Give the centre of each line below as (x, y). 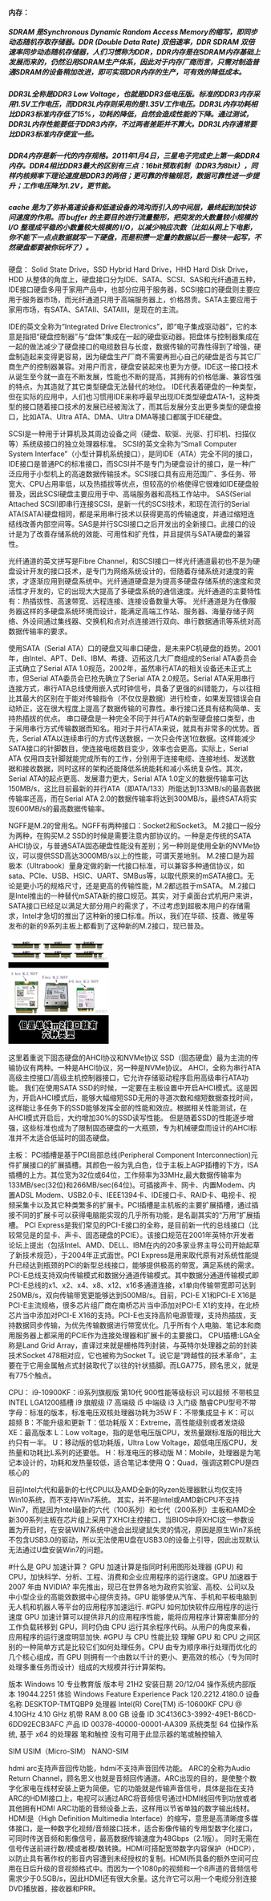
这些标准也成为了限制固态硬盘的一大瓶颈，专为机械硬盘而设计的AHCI (136, 1128)
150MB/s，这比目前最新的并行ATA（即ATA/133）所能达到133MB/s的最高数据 (134, 788)
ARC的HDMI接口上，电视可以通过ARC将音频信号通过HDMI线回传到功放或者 (133, 1798)
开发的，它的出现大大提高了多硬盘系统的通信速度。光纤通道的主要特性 (145, 591)
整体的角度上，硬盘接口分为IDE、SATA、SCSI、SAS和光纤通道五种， (146, 279)
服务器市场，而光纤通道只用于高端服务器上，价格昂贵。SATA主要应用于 (140, 299)
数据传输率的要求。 (40, 631)
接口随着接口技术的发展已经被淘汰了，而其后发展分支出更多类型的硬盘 (138, 406)
